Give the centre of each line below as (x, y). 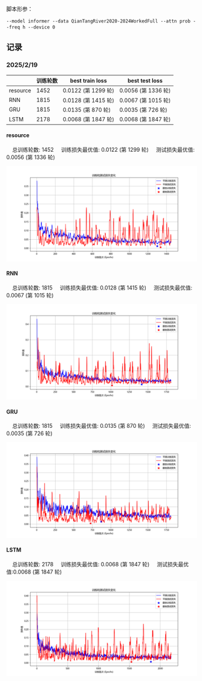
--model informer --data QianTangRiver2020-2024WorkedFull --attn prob (98, 21)
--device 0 (42, 27)
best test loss (145, 80)
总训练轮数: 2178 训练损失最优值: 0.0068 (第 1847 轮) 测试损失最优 (100, 564)
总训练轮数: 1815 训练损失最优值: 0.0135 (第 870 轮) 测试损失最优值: (102, 426)
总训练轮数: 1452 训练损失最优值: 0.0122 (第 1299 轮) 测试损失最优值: (103, 149)
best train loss (88, 80)
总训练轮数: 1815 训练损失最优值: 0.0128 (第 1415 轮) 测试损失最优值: (102, 288)
